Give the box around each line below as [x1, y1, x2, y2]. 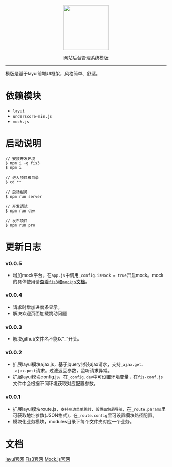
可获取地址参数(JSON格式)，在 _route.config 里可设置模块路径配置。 [12, 412, 157, 418]
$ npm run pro [5, 223, 36, 228]
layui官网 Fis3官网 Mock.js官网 [5, 456, 70, 462]
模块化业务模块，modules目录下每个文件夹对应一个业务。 [12, 418, 135, 424]
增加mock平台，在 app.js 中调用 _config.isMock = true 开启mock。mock [12, 272, 164, 279]
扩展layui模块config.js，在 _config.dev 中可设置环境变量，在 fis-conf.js [12, 374, 163, 380]
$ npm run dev [5, 208, 36, 214]
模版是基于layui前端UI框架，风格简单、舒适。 [5, 71, 101, 76]
